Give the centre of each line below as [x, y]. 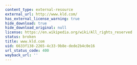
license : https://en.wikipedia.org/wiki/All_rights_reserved [69, 32]
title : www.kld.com [25, 42]
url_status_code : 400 [27, 50]
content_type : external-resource [39, 10]
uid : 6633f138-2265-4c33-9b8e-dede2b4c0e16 [50, 46]
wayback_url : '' [22, 55]
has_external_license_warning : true [42, 19]
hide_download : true [26, 23]
